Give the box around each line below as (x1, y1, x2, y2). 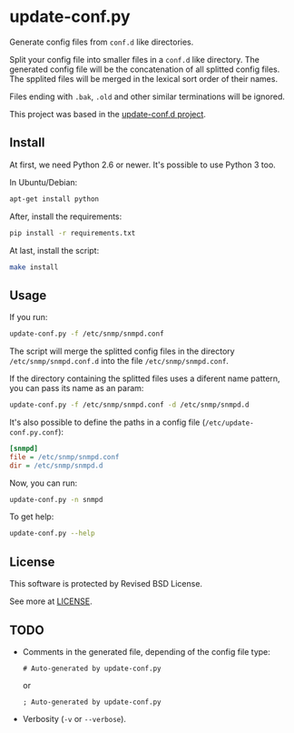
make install (9, 262, 59, 272)
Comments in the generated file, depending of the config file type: (22, 646, 270, 657)
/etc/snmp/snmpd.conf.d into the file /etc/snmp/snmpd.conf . (9, 356, 230, 366)
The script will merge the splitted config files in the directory (9, 346, 235, 356)
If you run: (9, 312, 48, 323)
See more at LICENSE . (9, 596, 93, 607)
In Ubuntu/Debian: (9, 176, 78, 187)
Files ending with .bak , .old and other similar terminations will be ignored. (9, 91, 286, 102)
